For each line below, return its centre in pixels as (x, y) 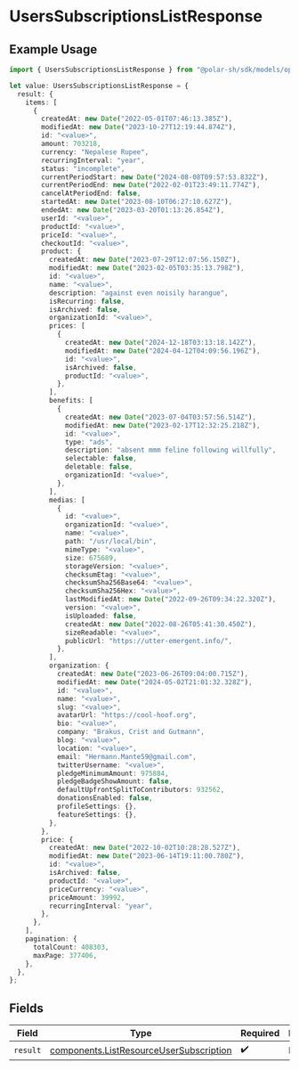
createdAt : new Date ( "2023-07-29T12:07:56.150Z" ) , (145, 260)
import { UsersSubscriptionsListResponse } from (101, 69)
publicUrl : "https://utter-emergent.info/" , (149, 641)
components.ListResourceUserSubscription (141, 1050)
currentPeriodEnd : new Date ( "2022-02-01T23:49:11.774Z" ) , (151, 185)
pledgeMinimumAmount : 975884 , (113, 773)
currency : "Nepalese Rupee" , (95, 152)
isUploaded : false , (101, 616)
